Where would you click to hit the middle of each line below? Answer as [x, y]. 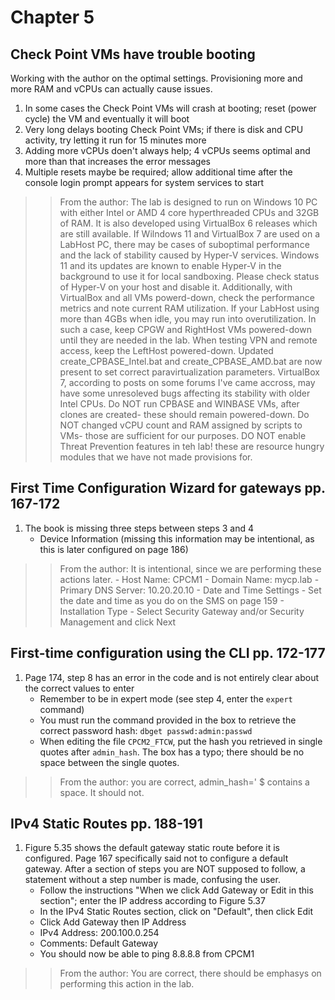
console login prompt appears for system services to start [144, 182]
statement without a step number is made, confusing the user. [152, 880]
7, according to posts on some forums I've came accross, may [187, 382]
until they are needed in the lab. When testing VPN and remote [188, 340]
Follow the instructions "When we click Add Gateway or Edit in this [176, 890]
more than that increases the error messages [117, 161]
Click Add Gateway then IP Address [113, 922]
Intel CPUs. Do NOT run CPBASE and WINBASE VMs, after [179, 404]
